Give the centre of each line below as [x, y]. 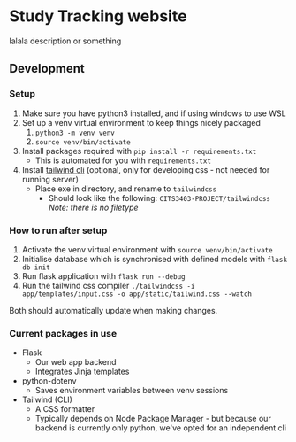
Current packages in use [63, 333]
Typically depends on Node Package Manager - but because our [153, 419]
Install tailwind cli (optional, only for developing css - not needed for [146, 169]
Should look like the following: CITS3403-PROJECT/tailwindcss [159, 198]
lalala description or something [65, 41]
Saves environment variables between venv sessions [132, 391]
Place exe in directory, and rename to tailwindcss [126, 189]
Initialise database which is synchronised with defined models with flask [154, 259]
